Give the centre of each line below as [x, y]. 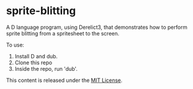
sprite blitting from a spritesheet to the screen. [63, 33]
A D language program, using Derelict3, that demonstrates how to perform [97, 27]
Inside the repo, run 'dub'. [46, 68]
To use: [15, 45]
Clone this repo [33, 62]
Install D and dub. [36, 56]
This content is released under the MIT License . [64, 80]
